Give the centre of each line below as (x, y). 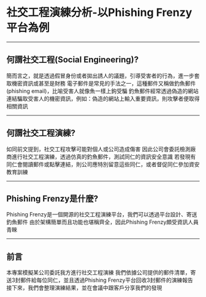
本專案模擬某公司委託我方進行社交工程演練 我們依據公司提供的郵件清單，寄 (101, 273)
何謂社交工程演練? (41, 133)
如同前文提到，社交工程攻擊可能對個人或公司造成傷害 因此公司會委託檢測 (98, 149)
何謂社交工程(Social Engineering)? (73, 60)
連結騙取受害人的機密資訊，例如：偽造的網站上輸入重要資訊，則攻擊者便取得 (103, 98)
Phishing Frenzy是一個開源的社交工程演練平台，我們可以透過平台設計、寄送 (102, 215)
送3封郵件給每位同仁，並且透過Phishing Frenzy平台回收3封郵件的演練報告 (100, 280)
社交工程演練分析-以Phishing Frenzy (99, 13)
